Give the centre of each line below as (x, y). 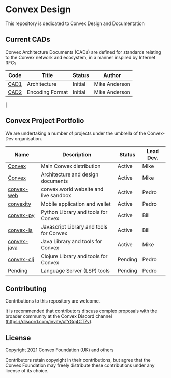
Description (77, 154)
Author (112, 75)
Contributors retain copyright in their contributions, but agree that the (78, 360)
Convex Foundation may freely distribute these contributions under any (80, 365)
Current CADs (28, 40)
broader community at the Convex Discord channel (59, 316)
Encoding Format (48, 92)
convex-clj (21, 259)
